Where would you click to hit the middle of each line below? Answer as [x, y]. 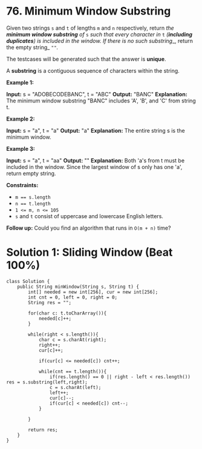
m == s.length [33, 197]
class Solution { [28, 281]
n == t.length [33, 204]
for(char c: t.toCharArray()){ [67, 313]
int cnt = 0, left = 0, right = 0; [73, 297]
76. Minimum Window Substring [89, 11]
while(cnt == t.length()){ [73, 371]
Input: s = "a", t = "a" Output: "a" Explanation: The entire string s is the [96, 130]
